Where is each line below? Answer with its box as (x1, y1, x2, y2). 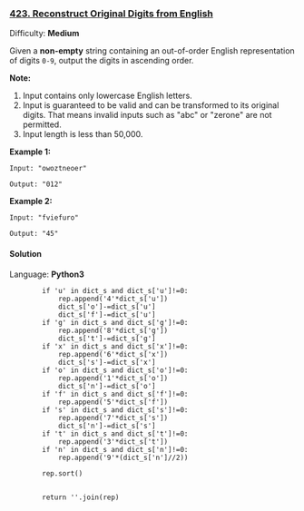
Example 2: (9, 196, 53, 207)
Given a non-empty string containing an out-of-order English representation (9, 45, 295, 56)
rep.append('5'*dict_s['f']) (57, 398, 169, 407)
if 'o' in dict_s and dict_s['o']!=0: (42, 366, 189, 375)
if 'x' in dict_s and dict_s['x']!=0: (42, 341, 189, 351)
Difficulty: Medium (9, 28, 80, 39)
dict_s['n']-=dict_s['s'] (57, 421, 156, 430)
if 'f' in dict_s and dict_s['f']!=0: (42, 389, 189, 398)
